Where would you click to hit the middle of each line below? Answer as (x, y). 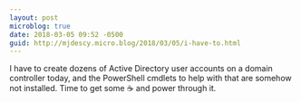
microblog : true (40, 26)
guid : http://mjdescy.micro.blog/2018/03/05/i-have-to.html (126, 43)
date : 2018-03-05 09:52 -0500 (67, 34)
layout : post (34, 18)
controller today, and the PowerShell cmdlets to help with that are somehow (150, 79)
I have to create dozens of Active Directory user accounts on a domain (141, 69)
